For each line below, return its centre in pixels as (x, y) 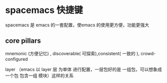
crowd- (148, 53)
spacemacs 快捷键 (44, 10)
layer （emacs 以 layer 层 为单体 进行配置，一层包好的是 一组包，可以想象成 (83, 69)
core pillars (23, 41)
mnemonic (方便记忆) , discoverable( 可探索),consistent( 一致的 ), (72, 53)
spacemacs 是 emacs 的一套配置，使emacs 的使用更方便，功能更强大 (77, 25)
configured (17, 59)
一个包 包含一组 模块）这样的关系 (39, 76)
